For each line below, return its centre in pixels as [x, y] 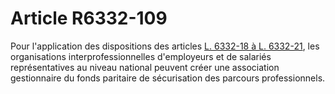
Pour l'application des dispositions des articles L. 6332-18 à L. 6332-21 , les [165, 46]
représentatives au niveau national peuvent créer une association [145, 67]
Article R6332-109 [89, 18]
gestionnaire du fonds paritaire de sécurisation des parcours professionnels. [168, 78]
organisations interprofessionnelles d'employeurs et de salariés [141, 56]
